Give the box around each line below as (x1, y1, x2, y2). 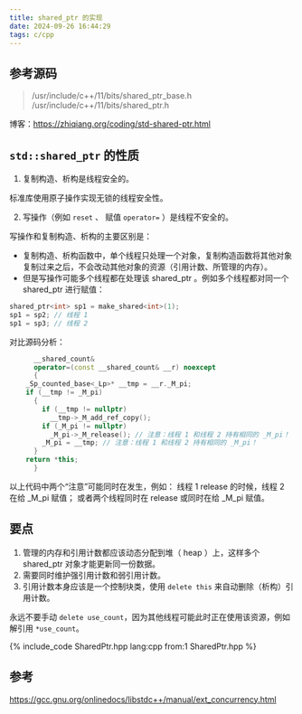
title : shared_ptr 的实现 (9, 13, 103, 23)
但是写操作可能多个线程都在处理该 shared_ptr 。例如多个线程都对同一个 (22, 273, 289, 283)
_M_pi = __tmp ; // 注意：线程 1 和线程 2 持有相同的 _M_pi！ (42, 438, 258, 447)
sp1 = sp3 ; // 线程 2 (9, 318, 89, 328)
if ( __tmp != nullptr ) (42, 404, 127, 414)
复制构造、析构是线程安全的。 (22, 174, 134, 183)
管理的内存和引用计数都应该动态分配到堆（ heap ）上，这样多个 (22, 547, 260, 558)
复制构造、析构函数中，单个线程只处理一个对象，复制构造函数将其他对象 (22, 250, 292, 260)
